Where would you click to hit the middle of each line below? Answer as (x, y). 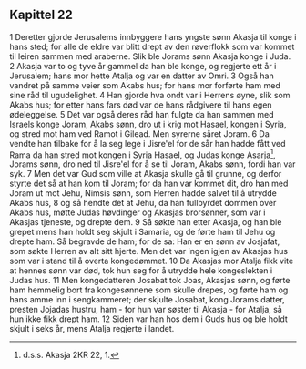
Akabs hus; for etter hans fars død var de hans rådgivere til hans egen (141, 105)
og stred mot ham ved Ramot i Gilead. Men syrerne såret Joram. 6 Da (140, 133)
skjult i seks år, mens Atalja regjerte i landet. (92, 329)
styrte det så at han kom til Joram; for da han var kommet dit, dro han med (149, 184)
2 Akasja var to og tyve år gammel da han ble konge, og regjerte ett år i (143, 66)
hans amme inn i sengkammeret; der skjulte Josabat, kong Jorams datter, (147, 300)
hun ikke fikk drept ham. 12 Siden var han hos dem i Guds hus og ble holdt (149, 319)
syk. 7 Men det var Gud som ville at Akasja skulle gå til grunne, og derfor (146, 174)
